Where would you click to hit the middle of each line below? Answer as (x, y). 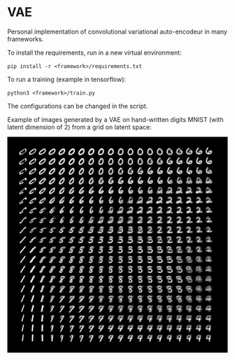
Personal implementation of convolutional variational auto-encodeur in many (117, 32)
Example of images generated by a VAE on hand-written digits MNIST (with (115, 119)
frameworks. (26, 39)
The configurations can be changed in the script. (78, 106)
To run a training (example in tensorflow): (67, 79)
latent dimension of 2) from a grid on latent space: (79, 127)
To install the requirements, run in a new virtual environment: (94, 53)
